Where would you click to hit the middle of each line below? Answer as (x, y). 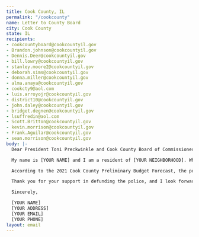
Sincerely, (25, 192)
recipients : (21, 39)
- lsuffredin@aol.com (33, 116)
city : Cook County (29, 28)
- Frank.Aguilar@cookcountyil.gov (49, 133)
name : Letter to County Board (44, 23)
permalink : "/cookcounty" (38, 17)
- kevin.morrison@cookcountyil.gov (50, 127)
